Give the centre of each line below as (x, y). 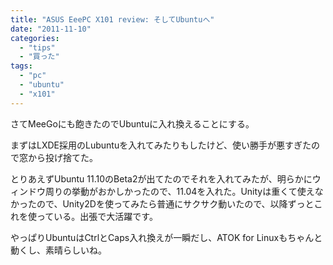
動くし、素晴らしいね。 (58, 250)
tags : (21, 66)
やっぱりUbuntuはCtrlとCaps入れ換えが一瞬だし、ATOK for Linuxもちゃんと (166, 237)
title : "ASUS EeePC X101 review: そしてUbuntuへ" (112, 19)
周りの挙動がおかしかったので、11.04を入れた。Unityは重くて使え (179, 191)
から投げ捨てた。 (62, 157)
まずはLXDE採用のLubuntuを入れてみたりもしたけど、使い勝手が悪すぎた (161, 145)
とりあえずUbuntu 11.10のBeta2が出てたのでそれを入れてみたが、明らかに (161, 178)
